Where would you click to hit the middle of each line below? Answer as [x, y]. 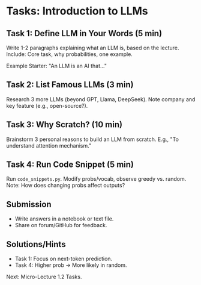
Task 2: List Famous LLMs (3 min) [70, 85]
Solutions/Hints [36, 244]
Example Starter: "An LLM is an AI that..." [56, 66]
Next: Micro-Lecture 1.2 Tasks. [44, 277]
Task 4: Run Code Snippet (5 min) [70, 165]
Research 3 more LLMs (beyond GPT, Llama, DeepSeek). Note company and [101, 99]
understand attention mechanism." [49, 145]
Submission [29, 204]
